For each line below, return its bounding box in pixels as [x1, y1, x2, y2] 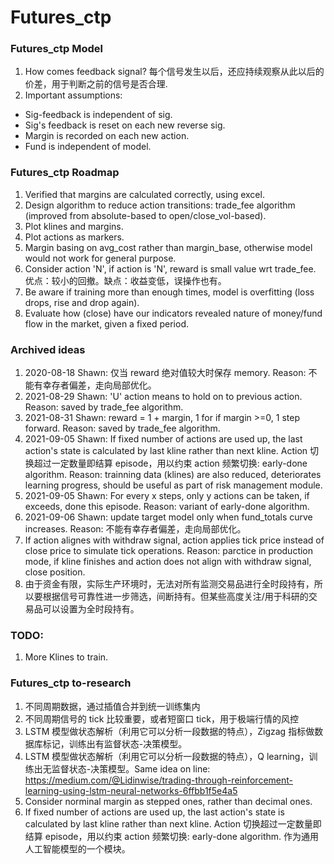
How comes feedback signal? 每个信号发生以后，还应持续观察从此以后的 [24, 66, 325, 78]
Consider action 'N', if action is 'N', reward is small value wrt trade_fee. [24, 262, 317, 275]
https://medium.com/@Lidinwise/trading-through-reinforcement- [24, 774, 294, 786]
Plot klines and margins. [24, 220, 124, 232]
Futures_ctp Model [10, 42, 103, 56]
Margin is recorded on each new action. [24, 130, 190, 142]
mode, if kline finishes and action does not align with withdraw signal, [24, 556, 312, 568]
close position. [24, 566, 86, 578]
